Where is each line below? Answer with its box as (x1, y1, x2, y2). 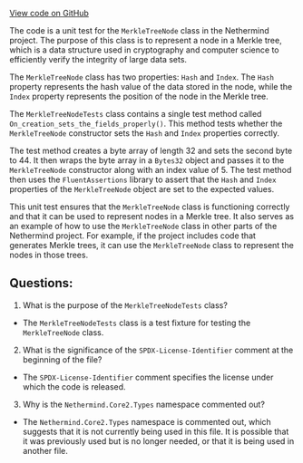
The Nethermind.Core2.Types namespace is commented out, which (22, 416, 272, 427)
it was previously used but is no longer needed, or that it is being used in (22, 435, 295, 447)
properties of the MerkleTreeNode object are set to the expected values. (9, 184, 275, 194)
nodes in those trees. (9, 249, 89, 260)
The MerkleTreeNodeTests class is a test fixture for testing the (22, 317, 251, 328)
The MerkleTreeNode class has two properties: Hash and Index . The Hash (9, 72, 275, 82)
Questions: (9, 275, 73, 291)
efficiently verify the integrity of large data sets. (9, 54, 188, 64)
